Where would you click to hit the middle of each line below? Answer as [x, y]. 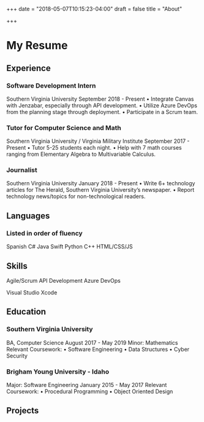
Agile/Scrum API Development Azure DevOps [63, 280]
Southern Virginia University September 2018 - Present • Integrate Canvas [100, 99]
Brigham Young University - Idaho [58, 372]
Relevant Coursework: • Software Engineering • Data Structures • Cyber [98, 349]
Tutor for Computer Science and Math [64, 128]
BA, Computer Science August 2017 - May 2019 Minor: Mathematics [92, 342]
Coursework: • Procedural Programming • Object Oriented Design [90, 391]
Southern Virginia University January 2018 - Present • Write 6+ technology [101, 183]
